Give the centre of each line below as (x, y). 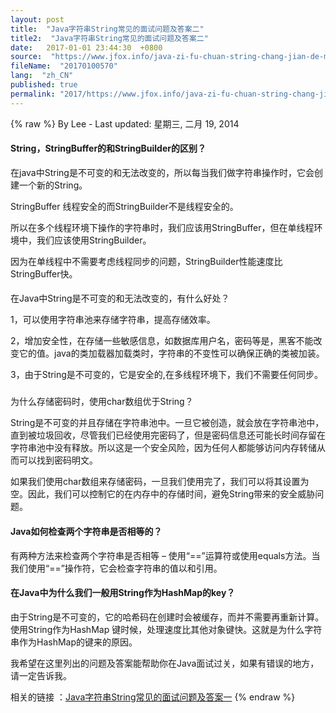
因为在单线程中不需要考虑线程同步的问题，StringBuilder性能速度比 (146, 261)
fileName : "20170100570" (64, 66)
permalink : (33, 94)
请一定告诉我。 (41, 675)
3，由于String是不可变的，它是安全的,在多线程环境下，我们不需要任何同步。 (166, 375)
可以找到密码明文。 (58, 460)
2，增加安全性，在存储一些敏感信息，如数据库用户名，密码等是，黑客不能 (162, 341)
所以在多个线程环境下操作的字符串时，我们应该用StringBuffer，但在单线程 (162, 227)
